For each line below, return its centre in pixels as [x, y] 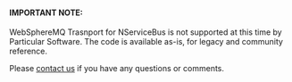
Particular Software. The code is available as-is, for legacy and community [146, 42]
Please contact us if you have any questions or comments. [117, 69]
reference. [28, 51]
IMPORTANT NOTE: [46, 12]
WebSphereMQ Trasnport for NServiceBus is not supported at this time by [146, 32]
